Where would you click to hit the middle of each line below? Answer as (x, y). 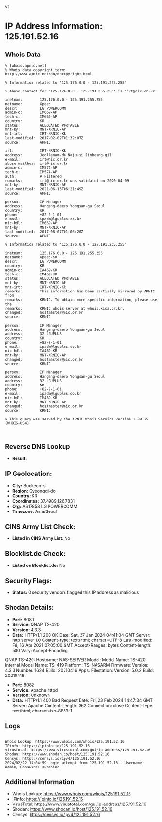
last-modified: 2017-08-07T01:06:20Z (44, 232)
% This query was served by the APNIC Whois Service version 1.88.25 (77, 419)
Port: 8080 (23, 619)
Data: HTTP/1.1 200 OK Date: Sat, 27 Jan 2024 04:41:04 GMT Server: (81, 635)
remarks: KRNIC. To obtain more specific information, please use (81, 300)
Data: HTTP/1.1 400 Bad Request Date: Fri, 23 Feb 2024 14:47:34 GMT (82, 700)
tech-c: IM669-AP (31, 117)
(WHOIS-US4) (17, 423)
